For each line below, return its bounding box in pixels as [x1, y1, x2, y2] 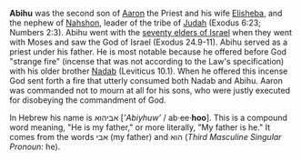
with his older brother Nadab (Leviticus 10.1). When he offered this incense [9, 65, 288, 76]
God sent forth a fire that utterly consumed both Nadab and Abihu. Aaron [9, 75, 284, 85]
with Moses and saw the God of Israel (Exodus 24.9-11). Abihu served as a [9, 36, 288, 47]
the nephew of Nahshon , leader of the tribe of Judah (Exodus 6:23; [9, 17, 262, 28]
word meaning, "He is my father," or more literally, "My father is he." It [9, 122, 271, 133]
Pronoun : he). [9, 141, 61, 152]
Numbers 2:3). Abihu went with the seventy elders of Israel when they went [9, 27, 293, 37]
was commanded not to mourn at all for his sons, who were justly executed [9, 85, 291, 95]
